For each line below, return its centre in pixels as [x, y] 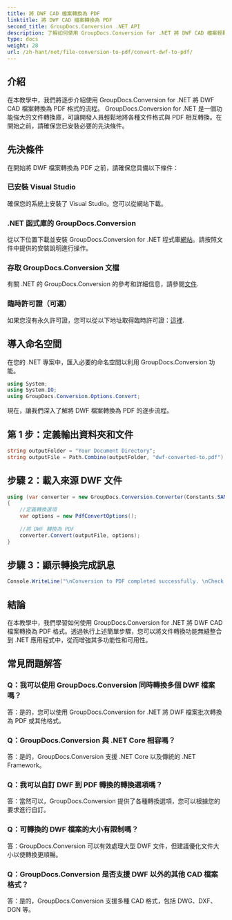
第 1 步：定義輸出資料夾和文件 [70, 434]
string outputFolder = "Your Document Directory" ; [81, 451]
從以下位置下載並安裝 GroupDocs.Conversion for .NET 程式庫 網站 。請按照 [112, 240]
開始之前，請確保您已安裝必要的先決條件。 [68, 126]
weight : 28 [23, 46]
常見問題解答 [35, 664]
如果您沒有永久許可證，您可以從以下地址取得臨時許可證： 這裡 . [96, 320]
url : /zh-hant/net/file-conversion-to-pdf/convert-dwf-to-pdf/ [100, 53]
